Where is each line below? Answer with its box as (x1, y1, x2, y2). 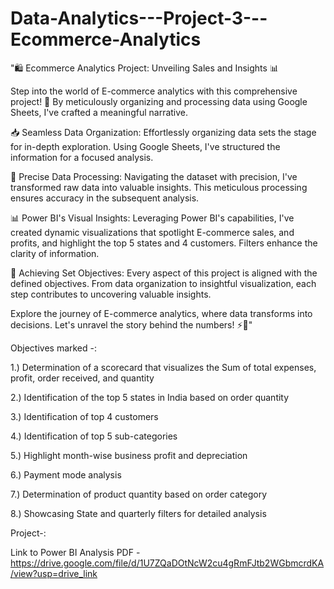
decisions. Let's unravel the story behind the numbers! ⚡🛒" (10, 318, 253, 331)
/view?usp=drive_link (10, 567, 98, 579)
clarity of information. (10, 247, 100, 259)
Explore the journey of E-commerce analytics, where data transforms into (10, 307, 313, 319)
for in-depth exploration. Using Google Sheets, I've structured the (10, 140, 281, 152)
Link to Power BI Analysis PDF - (10, 546, 141, 558)
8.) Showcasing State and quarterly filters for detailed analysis (10, 507, 267, 519)
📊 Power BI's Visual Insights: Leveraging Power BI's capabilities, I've (10, 212, 295, 224)
